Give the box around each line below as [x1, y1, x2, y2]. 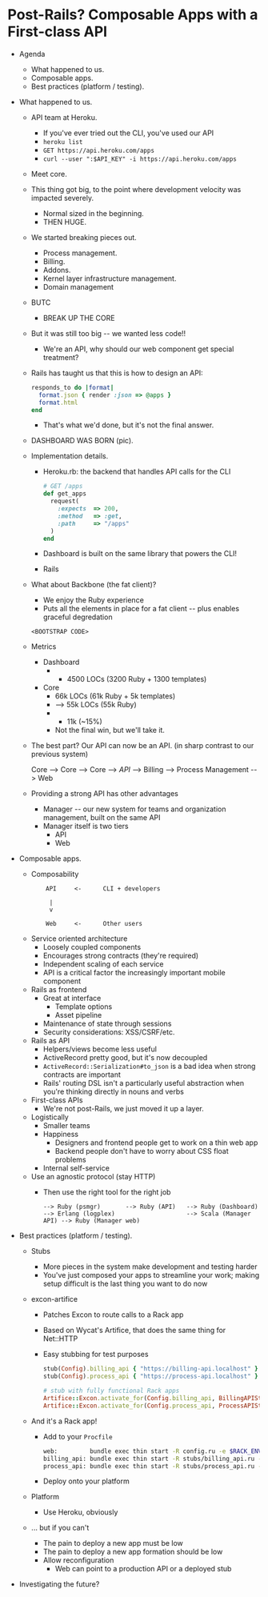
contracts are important [42, 1070, 122, 1079]
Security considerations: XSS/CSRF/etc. [42, 1027, 175, 1037]
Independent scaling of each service [42, 959, 164, 969]
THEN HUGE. [42, 217, 87, 226]
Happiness [42, 1130, 79, 1139]
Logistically [30, 1112, 69, 1122]
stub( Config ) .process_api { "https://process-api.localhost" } [42, 1372, 258, 1381]
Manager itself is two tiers [42, 822, 129, 831]
